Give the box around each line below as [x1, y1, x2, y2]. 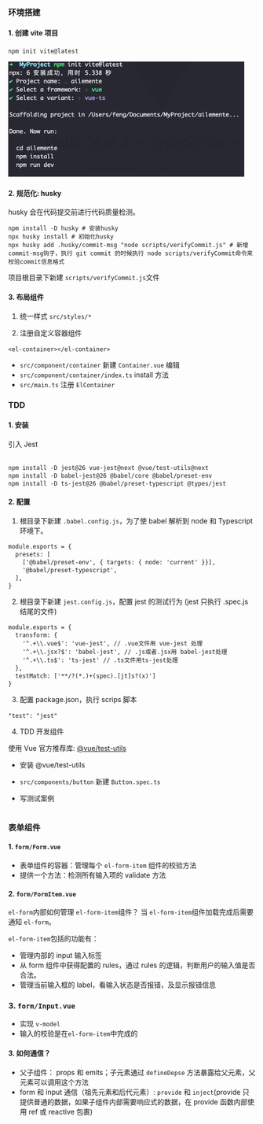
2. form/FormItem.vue [8, 889, 77, 898]
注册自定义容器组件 [19, 328, 82, 338]
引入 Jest [8, 439, 38, 449]
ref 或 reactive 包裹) [28, 1107, 93, 1116]
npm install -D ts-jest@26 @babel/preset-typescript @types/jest [8, 479, 226, 487]
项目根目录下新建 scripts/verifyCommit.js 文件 [8, 273, 160, 283]
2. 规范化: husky [8, 188, 62, 198]
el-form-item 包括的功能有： [8, 934, 99, 944]
